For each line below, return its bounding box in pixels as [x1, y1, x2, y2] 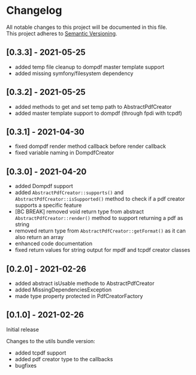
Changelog [6, 4, 62, 17]
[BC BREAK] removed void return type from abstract [14, 208, 144, 215]
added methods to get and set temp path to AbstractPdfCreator [14, 103, 172, 110]
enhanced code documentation [14, 240, 93, 247]
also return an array [14, 234, 64, 241]
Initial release [6, 326, 39, 333]
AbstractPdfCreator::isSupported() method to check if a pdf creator [14, 195, 185, 203]
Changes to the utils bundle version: [6, 337, 96, 344]
